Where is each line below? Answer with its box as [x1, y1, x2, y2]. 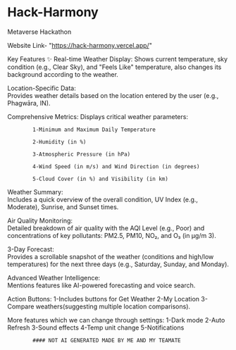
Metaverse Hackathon [7, 27, 72, 36]
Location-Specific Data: [7, 84, 76, 92]
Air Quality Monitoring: [7, 216, 73, 225]
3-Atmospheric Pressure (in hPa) [32, 151, 131, 158]
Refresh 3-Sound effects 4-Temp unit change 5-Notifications [7, 323, 185, 332]
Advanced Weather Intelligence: [7, 273, 101, 282]
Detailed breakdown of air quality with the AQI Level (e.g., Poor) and [7, 223, 205, 232]
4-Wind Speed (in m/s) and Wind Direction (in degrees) [32, 163, 200, 170]
